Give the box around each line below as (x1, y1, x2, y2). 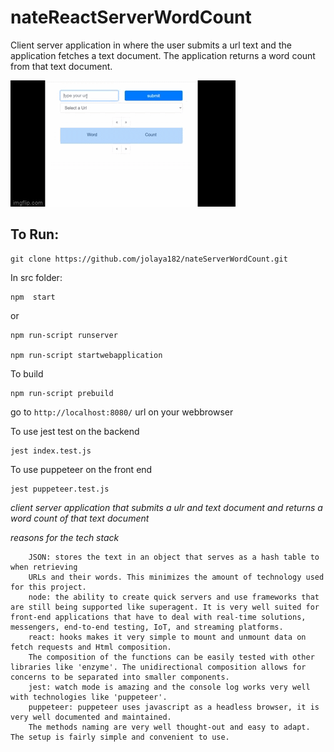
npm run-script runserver (10, 330, 118, 340)
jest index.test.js (10, 446, 92, 456)
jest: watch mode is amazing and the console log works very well (28, 682, 311, 692)
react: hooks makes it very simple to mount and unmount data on (28, 632, 307, 642)
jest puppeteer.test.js (10, 484, 110, 494)
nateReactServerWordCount (10, 6, 252, 29)
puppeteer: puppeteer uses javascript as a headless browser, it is (28, 702, 320, 712)
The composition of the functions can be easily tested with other (28, 652, 315, 662)
